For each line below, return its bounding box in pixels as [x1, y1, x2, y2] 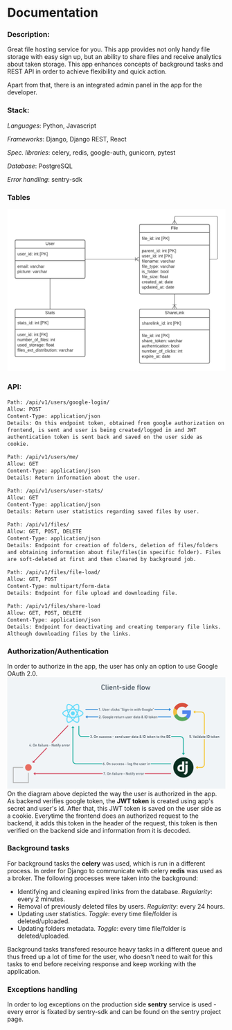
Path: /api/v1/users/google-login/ [7, 399, 110, 406]
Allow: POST [7, 406, 42, 413]
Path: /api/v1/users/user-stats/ [7, 487, 104, 494]
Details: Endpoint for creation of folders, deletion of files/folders [7, 542, 218, 549]
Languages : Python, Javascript [7, 121, 97, 130]
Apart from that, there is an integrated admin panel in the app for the [7, 81, 202, 89]
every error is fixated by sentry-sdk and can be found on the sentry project [7, 1008, 222, 1016]
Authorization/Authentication [7, 646, 109, 656]
